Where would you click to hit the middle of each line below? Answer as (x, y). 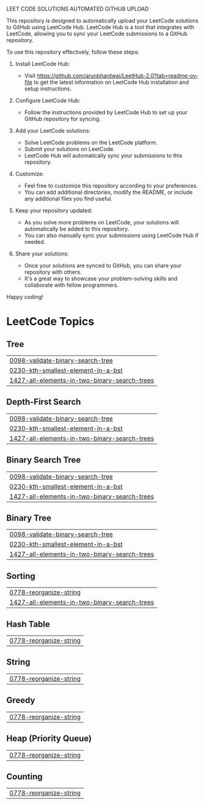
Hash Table (28, 624)
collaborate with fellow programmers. (72, 285)
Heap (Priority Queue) (49, 739)
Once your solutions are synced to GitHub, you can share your (103, 266)
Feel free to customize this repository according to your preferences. (111, 186)
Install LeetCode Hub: (43, 64)
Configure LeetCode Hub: (48, 101)
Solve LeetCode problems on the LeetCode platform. (91, 142)
